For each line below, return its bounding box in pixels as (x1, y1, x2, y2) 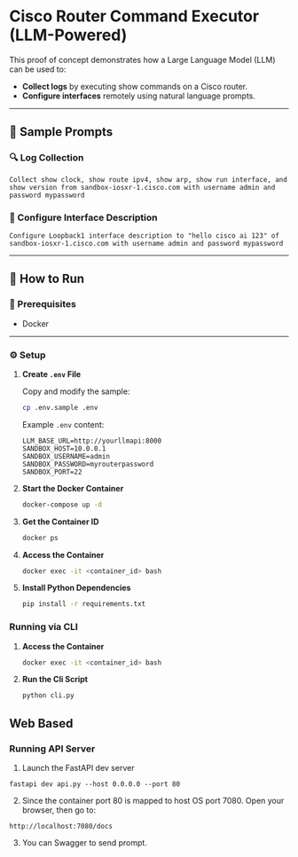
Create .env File (21, 368, 82, 379)
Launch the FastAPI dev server (21, 763, 135, 774)
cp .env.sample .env (21, 403, 98, 412)
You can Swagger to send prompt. (21, 837, 148, 848)
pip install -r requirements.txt (21, 600, 146, 609)
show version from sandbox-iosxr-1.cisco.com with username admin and (9, 183, 276, 192)
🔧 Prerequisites (9, 298, 77, 311)
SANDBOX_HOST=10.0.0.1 (21, 444, 106, 453)
